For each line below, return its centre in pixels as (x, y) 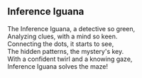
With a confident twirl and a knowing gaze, (70, 59)
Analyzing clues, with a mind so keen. (62, 36)
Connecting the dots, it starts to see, (61, 44)
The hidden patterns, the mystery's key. (66, 51)
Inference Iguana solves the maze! (58, 66)
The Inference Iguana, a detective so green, (71, 28)
